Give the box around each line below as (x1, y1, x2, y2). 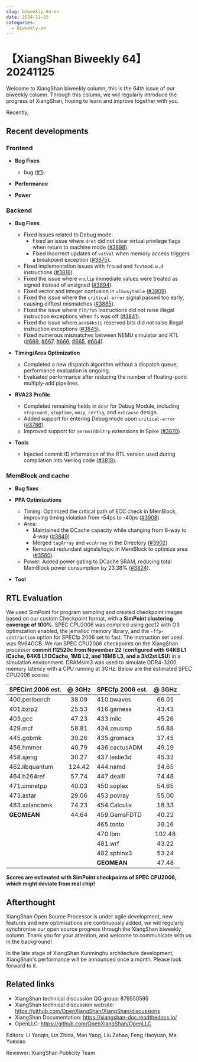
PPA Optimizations (14, 496, 62, 504)
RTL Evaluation (6, 593, 63, 603)
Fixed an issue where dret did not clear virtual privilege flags (32, 238, 181, 245)
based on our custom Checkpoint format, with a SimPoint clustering (6, 615, 173, 622)
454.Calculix (96, 801, 132, 810)
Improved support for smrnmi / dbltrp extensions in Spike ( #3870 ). (23, 428, 182, 435)
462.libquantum (9, 763, 54, 771)
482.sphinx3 (96, 849, 132, 858)
